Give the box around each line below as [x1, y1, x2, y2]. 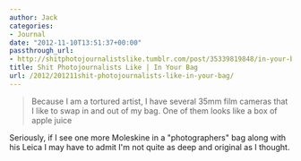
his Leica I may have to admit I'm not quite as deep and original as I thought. [9, 141, 290, 152]
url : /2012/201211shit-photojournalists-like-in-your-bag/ [9, 72, 235, 80]
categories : [9, 21, 54, 30]
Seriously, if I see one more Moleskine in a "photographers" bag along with [9, 131, 287, 143]
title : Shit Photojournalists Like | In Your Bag [9, 64, 199, 72]
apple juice [30, 114, 73, 125]
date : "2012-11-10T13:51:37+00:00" [9, 38, 142, 47]
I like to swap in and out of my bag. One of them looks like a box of [30, 105, 278, 116]
